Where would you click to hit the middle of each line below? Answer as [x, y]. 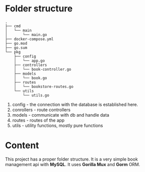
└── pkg [13, 52]
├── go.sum [16, 47]
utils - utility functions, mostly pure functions [58, 125]
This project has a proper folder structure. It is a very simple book [72, 159]
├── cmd [13, 26]
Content [22, 146]
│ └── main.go [26, 35]
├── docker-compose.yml [29, 39]
